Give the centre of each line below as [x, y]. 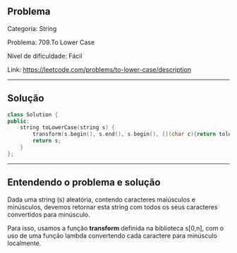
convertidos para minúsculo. [49, 214]
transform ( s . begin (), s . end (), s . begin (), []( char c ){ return [124, 134]
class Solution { [33, 115]
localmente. [24, 243]
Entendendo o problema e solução [84, 183]
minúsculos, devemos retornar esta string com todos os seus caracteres [113, 206]
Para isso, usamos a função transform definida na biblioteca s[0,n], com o [116, 228]
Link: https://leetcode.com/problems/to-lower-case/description [99, 69]
